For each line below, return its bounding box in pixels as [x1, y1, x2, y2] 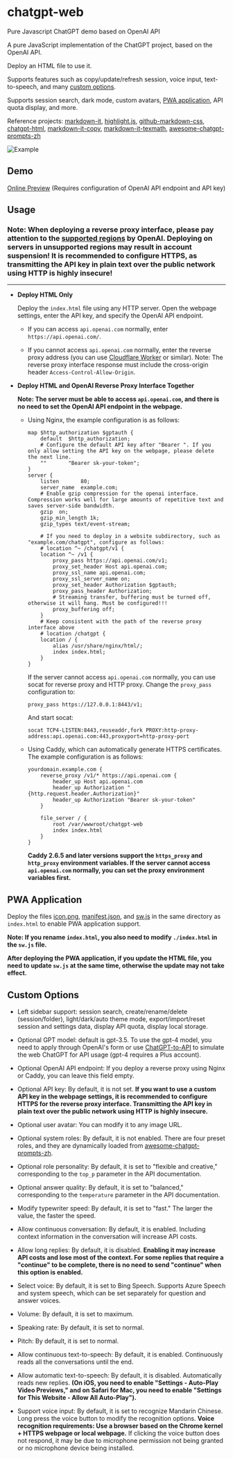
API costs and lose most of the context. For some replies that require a [17, 1254, 224, 1262]
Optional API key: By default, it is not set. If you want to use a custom [17, 1085, 216, 1094]
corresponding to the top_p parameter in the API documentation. [17, 1170, 202, 1178]
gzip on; [40, 509, 69, 516]
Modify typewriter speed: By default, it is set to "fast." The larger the [17, 1204, 213, 1213]
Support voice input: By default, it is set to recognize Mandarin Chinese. [17, 1407, 223, 1415]
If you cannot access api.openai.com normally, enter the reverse [27, 346, 212, 354]
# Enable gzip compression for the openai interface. [40, 490, 199, 498]
